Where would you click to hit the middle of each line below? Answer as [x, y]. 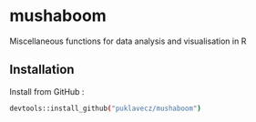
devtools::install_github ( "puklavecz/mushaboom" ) [106, 108]
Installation [42, 70]
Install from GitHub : [47, 91]
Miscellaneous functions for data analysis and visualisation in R [128, 41]
